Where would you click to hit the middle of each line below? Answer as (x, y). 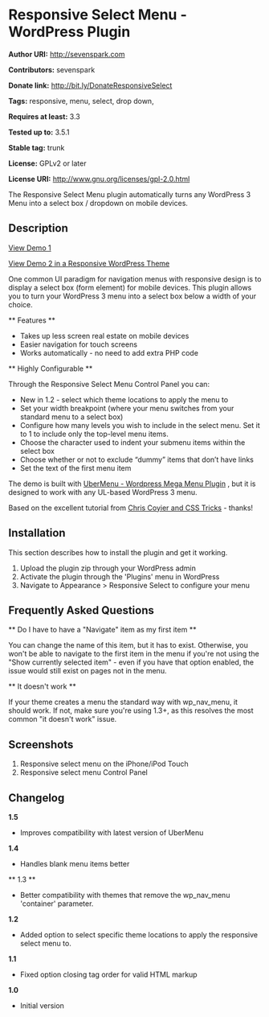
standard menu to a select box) (71, 417)
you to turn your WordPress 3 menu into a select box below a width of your (132, 296)
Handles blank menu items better (75, 864)
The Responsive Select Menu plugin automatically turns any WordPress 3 (130, 194)
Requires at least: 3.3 (44, 116)
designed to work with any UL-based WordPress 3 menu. (103, 492)
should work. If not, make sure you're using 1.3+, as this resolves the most (131, 710)
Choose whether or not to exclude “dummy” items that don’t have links (137, 459)
